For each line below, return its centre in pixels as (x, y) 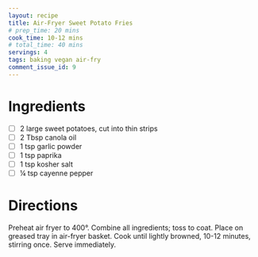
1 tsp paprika (40, 155)
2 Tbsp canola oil (48, 137)
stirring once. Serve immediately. (62, 244)
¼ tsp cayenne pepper (56, 173)
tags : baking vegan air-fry (55, 60)
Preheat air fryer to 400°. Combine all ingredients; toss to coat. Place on (126, 228)
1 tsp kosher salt (46, 164)
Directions (43, 206)
